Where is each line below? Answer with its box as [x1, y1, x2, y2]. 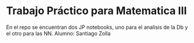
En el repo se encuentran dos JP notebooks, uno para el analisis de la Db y [6, 24, 188, 31]
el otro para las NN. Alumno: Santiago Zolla [6, 29, 111, 37]
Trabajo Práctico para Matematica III [6, 4, 187, 18]
